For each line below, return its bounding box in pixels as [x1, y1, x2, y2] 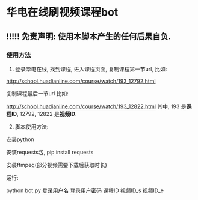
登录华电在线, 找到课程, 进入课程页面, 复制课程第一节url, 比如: [14, 65, 167, 73]
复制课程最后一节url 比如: [6, 89, 69, 97]
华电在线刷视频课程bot [6, 5, 119, 19]
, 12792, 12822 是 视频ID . [17, 110, 77, 117]
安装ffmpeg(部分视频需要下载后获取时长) [6, 161, 107, 168]
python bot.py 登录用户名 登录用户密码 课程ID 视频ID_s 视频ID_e [6, 187, 164, 194]
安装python [6, 136, 34, 143]
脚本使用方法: [14, 123, 49, 130]
